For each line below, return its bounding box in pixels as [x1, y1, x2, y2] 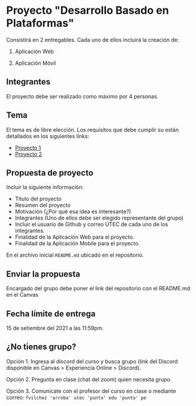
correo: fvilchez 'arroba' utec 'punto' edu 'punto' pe [6, 393, 147, 401]
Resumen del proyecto [14, 202, 71, 209]
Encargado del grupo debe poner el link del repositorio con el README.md [6, 285, 191, 292]
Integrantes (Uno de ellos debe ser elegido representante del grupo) [14, 214, 184, 222]
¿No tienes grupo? [6, 342, 77, 352]
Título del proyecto [14, 196, 62, 203]
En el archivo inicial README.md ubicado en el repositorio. [6, 251, 144, 258]
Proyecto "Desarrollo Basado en [6, 4, 169, 17]
